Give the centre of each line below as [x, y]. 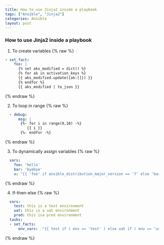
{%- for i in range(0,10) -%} [51, 124]
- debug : [18, 114]
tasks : [16, 220]
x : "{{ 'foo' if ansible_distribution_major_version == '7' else [82, 174]
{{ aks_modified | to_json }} [49, 87]
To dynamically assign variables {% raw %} [56, 151]
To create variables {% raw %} [43, 51]
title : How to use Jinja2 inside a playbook [51, 9]
